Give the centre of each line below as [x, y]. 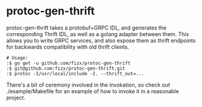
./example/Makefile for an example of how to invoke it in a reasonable [93, 91]
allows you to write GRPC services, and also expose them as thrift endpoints [101, 40]
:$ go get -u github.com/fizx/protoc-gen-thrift [68, 63]
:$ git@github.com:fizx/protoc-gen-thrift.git [66, 68]
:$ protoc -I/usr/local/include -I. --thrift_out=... [75, 73]
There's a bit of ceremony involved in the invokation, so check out [88, 85]
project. [16, 97]
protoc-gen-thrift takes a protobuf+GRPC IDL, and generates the [87, 28]
